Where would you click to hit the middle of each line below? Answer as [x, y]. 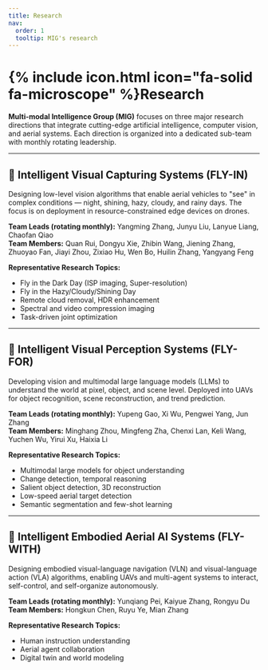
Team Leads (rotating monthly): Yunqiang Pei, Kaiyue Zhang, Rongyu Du [129, 601]
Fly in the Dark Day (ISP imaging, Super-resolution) [104, 283]
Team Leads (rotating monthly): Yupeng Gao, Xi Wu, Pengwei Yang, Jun [128, 413]
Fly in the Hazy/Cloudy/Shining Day [78, 291]
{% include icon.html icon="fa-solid [130, 78]
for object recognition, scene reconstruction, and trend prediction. [117, 398]
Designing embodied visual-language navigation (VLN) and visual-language [133, 568]
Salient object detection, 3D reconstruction [91, 487]
